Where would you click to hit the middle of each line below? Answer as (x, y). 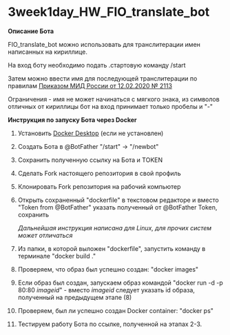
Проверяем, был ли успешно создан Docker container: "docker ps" (116, 310)
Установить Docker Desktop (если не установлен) (91, 133)
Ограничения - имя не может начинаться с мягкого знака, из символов (114, 99)
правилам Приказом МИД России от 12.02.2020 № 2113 (90, 85)
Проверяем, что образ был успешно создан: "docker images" (108, 269)
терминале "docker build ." (56, 256)
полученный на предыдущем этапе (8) (75, 297)
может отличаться (45, 235)
